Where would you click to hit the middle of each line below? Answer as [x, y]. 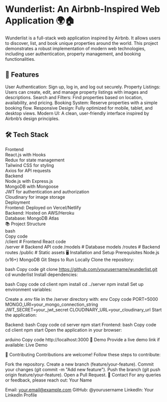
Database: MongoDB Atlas [32, 218]
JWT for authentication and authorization [47, 192]
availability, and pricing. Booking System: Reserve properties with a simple [81, 103]
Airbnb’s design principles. [32, 119]
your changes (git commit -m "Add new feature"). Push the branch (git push [83, 369]
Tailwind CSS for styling [30, 165]
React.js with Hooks [26, 154]
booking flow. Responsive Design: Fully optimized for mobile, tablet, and [79, 108]
